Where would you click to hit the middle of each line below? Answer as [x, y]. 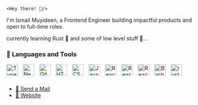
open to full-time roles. [35, 27]
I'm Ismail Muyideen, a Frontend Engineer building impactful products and [99, 20]
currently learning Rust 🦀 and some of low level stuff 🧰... [77, 38]
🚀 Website [28, 95]
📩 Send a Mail [32, 89]
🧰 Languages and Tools [42, 54]
